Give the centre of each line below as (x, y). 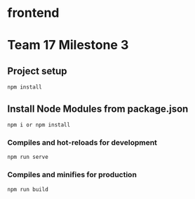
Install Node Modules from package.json (98, 109)
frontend (33, 13)
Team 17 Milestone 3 (68, 45)
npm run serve (28, 157)
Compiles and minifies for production (72, 175)
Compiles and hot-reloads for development (82, 142)
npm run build (28, 189)
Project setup (38, 71)
